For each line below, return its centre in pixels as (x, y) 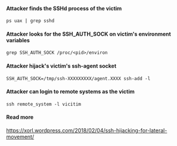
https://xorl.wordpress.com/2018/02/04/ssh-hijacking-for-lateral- (87, 131)
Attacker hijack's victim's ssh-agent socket (61, 66)
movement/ (20, 137)
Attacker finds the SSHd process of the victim (64, 8)
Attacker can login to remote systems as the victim (71, 91)
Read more (20, 117)
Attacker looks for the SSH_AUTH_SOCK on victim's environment (88, 34)
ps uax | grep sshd (30, 21)
